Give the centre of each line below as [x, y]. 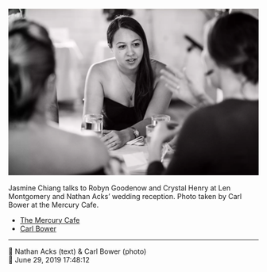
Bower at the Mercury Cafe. [54, 205]
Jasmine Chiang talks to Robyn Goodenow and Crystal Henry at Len [120, 188]
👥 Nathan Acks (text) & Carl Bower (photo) [77, 251]
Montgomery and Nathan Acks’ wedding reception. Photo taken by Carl [125, 196]
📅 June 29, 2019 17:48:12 [49, 259]
